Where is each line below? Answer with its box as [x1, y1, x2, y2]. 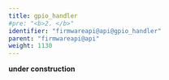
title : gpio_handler [8, 11, 79, 20]
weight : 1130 [8, 42, 53, 50]
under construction [8, 64, 76, 74]
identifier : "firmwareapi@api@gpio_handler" [8, 27, 162, 35]
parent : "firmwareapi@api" [8, 34, 100, 43]
